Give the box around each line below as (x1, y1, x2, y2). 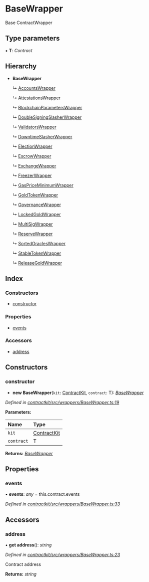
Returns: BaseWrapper (5, 450, 53, 456)
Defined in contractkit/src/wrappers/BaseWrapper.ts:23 (5, 551, 120, 557)
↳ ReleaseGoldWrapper (12, 260, 62, 266)
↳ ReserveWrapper (12, 231, 53, 237)
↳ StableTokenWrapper (12, 250, 61, 256)
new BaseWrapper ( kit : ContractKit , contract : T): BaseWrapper (12, 390, 144, 396)
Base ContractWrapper (5, 20, 52, 26)
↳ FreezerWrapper (12, 172, 52, 178)
